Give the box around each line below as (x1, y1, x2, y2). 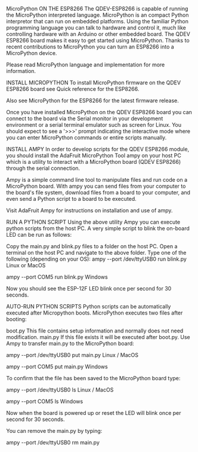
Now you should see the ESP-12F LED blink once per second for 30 (6, 285, 172, 292)
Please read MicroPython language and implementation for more (6, 61, 165, 68)
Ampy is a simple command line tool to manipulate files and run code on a (6, 176, 188, 183)
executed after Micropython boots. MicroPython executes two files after (6, 309, 183, 316)
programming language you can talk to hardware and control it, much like (6, 24, 186, 31)
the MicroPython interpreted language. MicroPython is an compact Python (6, 11, 189, 19)
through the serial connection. (6, 164, 81, 172)
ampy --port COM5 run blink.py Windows (6, 273, 109, 280)
